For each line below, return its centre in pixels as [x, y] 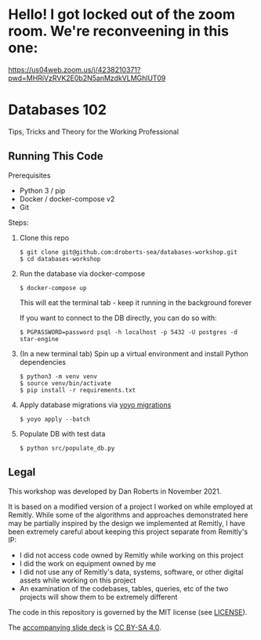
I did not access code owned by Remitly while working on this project [131, 555]
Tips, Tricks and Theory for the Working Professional [93, 131]
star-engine [39, 339]
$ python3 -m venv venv [58, 376]
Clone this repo [44, 237]
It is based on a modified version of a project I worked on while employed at [130, 506]
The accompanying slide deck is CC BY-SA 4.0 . [85, 627]
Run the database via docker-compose [82, 274]
